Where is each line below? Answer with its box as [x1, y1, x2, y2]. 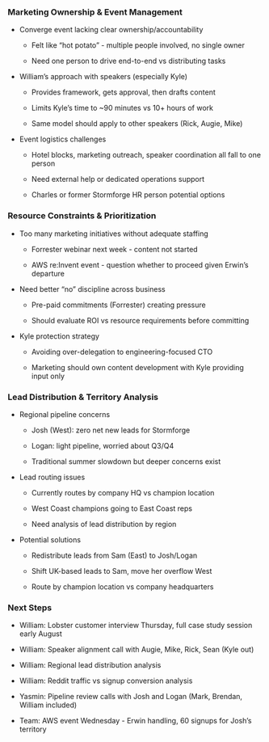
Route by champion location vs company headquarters [31, 581, 214, 592]
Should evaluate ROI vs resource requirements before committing [31, 315, 250, 325]
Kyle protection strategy [19, 331, 100, 341]
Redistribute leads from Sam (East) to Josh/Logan [31, 550, 198, 560]
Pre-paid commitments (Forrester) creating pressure [31, 300, 207, 310]
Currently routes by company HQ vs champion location [31, 487, 215, 497]
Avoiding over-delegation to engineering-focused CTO [31, 347, 213, 356]
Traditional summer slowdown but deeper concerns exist [31, 456, 221, 466]
